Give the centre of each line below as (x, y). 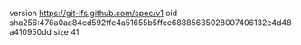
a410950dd (31, 32)
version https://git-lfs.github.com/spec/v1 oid (94, 13)
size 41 (66, 32)
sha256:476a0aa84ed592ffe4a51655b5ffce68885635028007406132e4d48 (150, 22)
